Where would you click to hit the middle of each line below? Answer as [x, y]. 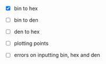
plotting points [31, 44]
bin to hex [26, 8]
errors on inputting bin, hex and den [57, 55]
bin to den [26, 20]
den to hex [27, 32]
